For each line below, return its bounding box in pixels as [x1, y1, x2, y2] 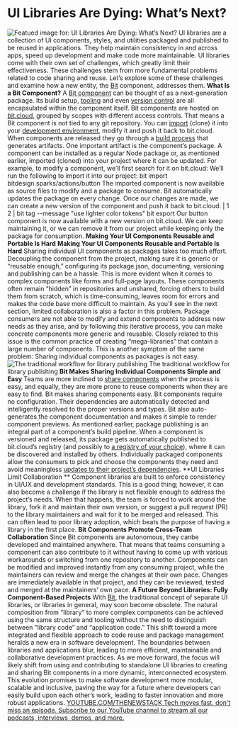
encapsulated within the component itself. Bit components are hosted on [7, 103, 220, 112]
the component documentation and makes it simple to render [38, 412, 217, 421]
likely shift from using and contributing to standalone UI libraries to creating [7, 660, 228, 669]
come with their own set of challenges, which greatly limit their [7, 58, 191, 67]
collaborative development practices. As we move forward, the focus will [7, 653, 220, 662]
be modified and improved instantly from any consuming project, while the [7, 563, 225, 571]
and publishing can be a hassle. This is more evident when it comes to [7, 269, 212, 278]
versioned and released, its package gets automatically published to [7, 434, 207, 443]
